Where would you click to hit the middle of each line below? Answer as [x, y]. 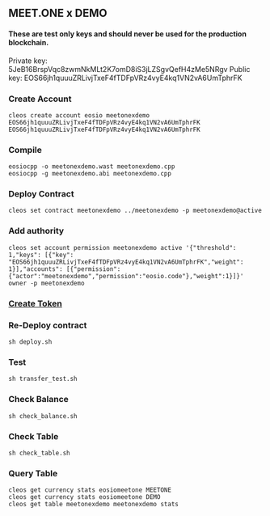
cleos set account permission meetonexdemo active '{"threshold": [122, 247]
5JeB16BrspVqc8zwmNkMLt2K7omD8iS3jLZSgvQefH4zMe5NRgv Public [129, 69]
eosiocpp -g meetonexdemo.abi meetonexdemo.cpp [90, 174]
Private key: [28, 61]
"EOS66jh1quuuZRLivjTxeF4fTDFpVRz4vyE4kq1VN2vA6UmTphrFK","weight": [126, 262]
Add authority [36, 231]
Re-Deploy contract [48, 325]
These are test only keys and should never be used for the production [127, 34]
